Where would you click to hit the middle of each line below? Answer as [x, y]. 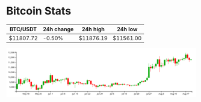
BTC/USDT [23, 29]
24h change [58, 29]
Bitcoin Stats [39, 11]
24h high [93, 29]
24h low [127, 29]
